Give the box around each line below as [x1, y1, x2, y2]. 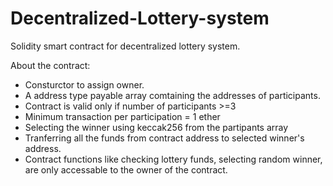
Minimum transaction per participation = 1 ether [24, 110, 221, 122]
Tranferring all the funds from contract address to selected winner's [24, 132, 305, 144]
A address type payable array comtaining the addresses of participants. [24, 89, 321, 101]
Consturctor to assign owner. [24, 78, 145, 91]
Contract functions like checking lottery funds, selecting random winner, [24, 153, 323, 165]
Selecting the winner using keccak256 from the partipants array [24, 121, 289, 133]
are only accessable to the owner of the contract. [24, 163, 228, 176]
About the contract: [10, 59, 91, 71]
